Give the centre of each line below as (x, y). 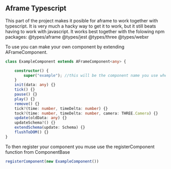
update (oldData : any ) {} (41, 118)
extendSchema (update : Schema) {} (50, 128)
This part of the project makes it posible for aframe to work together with (82, 20)
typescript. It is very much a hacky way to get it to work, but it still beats (81, 26)
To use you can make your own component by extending (65, 47)
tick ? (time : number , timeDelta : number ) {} (61, 108)
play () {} (25, 99)
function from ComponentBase (38, 152)
